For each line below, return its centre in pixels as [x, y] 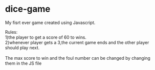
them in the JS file [23, 63]
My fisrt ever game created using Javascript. [50, 23]
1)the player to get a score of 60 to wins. [46, 37]
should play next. [22, 47]
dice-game [28, 9]
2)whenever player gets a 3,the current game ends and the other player [77, 42]
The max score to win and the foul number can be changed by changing [78, 58]
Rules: [11, 32]
